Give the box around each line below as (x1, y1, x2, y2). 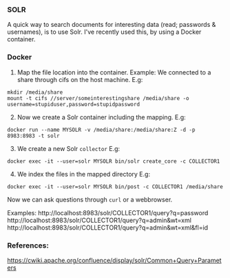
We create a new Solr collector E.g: (17, 144, 121, 152)
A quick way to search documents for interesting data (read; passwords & (7, 21, 216, 29)
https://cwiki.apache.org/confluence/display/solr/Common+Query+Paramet (7, 256, 222, 264)
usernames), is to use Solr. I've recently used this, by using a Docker (7, 28, 202, 36)
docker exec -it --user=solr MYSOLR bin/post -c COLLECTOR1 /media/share (7, 183, 224, 190)
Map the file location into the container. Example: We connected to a (17, 68, 211, 77)
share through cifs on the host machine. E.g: (17, 75, 143, 83)
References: (7, 240, 50, 250)
